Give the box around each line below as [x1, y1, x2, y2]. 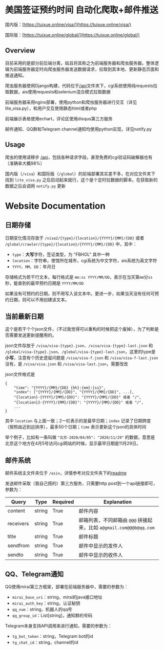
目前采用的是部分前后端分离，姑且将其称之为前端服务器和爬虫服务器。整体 [5, 60, 155, 66]
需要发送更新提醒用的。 [9, 332, 57, 338]
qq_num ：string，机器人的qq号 [12, 606, 72, 612]
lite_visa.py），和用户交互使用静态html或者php [5, 105, 97, 111]
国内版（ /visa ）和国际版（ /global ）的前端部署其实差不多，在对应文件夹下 [5, 171, 155, 177]
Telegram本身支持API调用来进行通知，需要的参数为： [5, 623, 112, 628]
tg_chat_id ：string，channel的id [12, 639, 79, 645]
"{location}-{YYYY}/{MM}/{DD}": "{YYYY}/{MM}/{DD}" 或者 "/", [14, 395, 142, 400]
